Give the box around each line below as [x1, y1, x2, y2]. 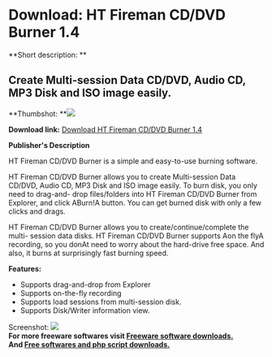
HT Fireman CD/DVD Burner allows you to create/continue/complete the [8, 222, 249, 232]
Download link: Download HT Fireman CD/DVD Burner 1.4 [8, 124, 203, 134]
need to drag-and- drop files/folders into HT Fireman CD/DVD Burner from [8, 189, 257, 198]
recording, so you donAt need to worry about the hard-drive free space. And [8, 239, 265, 249]
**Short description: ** [8, 50, 87, 59]
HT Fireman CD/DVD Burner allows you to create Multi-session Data [8, 172, 236, 181]
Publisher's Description [8, 140, 90, 150]
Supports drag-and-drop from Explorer [19, 279, 151, 290]
